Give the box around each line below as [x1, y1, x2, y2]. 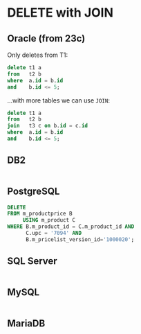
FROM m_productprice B [7, 210, 73, 218]
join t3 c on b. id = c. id [7, 123, 88, 130]
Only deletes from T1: [7, 51, 68, 59]
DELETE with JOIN [7, 5, 114, 21]
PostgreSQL [7, 186, 60, 197]
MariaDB [7, 317, 46, 329]
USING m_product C [22, 217, 76, 224]
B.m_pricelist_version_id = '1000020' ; [25, 236, 135, 243]
